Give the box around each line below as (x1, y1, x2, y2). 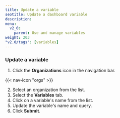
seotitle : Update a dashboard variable (5, 12, 88, 17)
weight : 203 (5, 35, 30, 40)
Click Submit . (12, 108, 41, 114)
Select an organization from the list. (12, 87, 85, 93)
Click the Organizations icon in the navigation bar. (12, 68, 116, 74)
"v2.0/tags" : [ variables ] (5, 40, 59, 45)
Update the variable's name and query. (12, 103, 92, 109)
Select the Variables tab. (12, 92, 63, 98)
